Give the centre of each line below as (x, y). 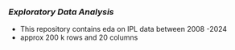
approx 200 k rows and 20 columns (79, 37)
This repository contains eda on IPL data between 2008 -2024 (124, 29)
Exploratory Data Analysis (61, 12)
